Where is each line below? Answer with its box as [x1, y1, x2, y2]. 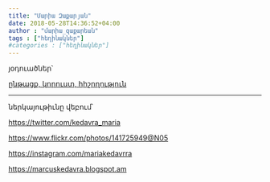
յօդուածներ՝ [8, 63, 54, 73]
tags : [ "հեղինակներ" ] [8, 34, 84, 42]
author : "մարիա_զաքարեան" [8, 26, 99, 34]
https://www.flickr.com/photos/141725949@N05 [8, 133, 169, 143]
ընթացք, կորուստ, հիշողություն [8, 79, 127, 89]
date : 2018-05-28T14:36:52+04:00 [8, 19, 121, 27]
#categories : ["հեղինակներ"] [8, 42, 110, 50]
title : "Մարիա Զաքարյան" [8, 11, 92, 20]
